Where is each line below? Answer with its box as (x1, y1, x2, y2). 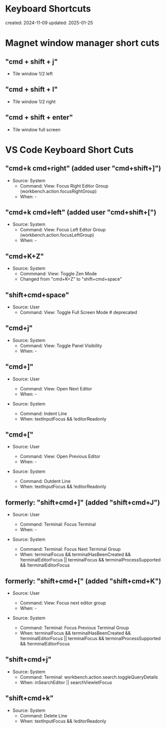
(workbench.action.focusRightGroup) (20, 188, 97, 194)
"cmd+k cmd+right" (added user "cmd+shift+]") (5, 164, 161, 173)
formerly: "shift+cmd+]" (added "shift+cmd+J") (5, 498, 160, 507)
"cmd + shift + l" (5, 85, 58, 94)
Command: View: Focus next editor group (20, 600, 106, 606)
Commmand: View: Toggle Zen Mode (20, 271, 97, 277)
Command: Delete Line (20, 712, 68, 718)
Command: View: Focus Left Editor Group (20, 227, 106, 233)
